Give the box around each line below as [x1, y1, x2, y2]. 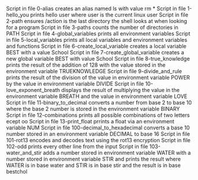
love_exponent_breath [6, 87, 60, 93]
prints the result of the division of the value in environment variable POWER [6, 74, 190, 81]
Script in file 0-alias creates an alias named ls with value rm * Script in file [6, 5, 186, 12]
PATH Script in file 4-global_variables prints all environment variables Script [6, 30, 191, 37]
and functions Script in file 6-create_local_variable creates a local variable [6, 42, 187, 50]
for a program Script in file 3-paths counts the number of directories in [6, 24, 179, 31]
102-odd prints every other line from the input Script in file [6, 143, 148, 150]
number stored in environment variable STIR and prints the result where [6, 156, 181, 162]
